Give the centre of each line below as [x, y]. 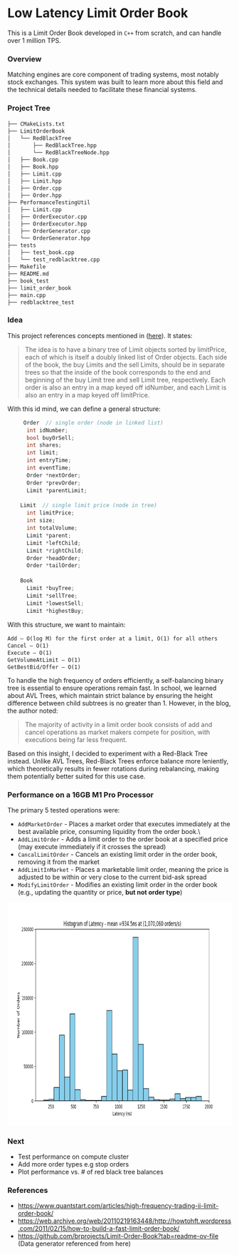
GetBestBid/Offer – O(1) [44, 667]
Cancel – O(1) [28, 646]
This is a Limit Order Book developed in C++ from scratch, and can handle [115, 33]
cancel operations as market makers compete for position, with [117, 732]
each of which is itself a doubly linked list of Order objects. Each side [126, 357]
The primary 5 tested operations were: [64, 810]
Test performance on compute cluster [73, 1157]
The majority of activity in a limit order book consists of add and [118, 724]
